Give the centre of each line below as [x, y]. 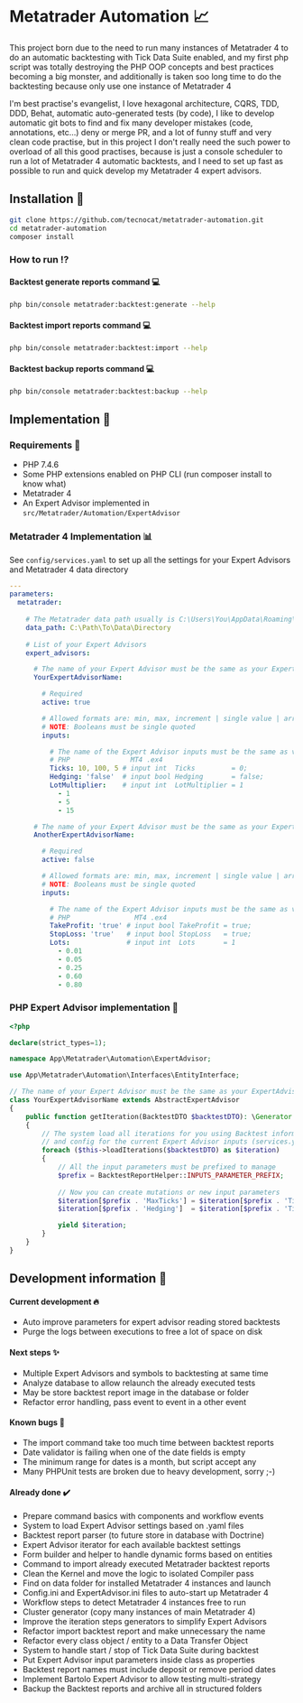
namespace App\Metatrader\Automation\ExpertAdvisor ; [110, 1059]
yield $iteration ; [92, 1226]
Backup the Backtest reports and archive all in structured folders [142, 1689]
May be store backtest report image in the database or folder [136, 1392]
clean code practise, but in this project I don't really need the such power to [150, 142]
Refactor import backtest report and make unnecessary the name [144, 1631]
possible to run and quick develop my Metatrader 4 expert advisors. [136, 171]
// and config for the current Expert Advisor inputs [145, 1142]
